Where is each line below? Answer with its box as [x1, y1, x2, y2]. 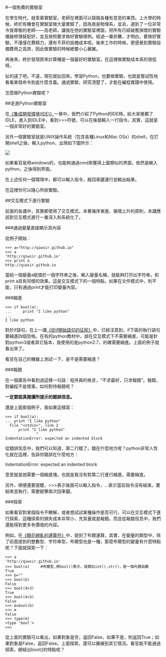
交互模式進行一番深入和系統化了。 [13, 215, 83, 220]
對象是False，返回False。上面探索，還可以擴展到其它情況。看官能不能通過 [9, 641, 161, 646]
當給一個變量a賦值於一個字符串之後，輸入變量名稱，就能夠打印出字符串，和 [5, 272, 159, 277]
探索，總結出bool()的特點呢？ [5, 647, 65, 653]
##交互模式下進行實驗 [5, 198, 50, 203]
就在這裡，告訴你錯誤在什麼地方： [9, 451, 79, 457]
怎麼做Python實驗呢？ [5, 90, 50, 96]
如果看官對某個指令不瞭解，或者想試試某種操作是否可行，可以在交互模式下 [5, 509, 157, 515]
